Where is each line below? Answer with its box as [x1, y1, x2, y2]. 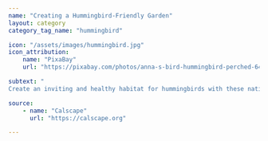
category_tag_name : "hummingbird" [8, 26, 124, 34]
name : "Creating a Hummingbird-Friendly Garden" [8, 11, 173, 20]
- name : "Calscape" [22, 107, 88, 115]
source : [8, 99, 34, 108]
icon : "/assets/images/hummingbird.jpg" [8, 41, 145, 49]
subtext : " [8, 77, 45, 85]
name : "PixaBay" [22, 56, 77, 64]
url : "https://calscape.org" [29, 114, 127, 122]
